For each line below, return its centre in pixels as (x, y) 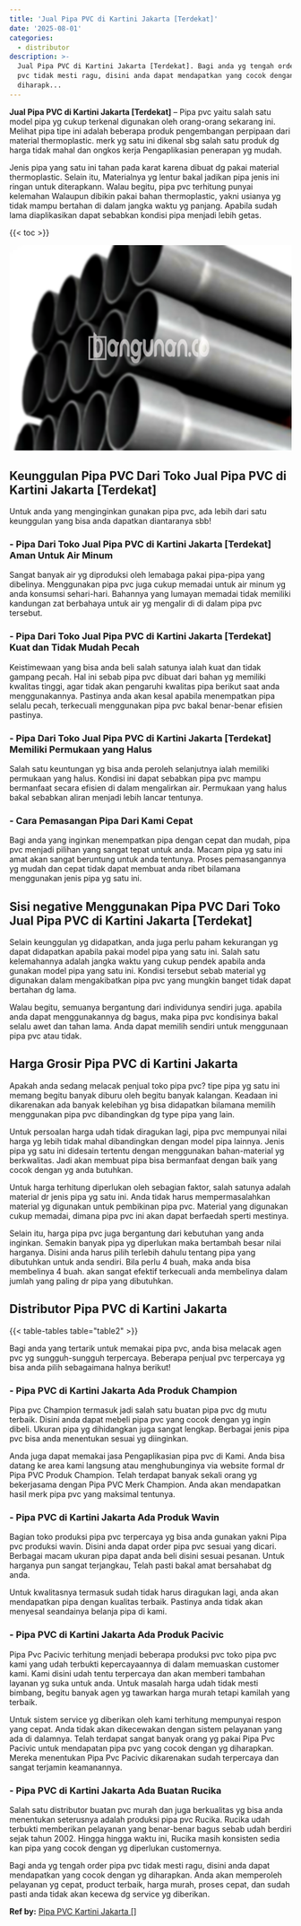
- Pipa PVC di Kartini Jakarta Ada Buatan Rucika (116, 1790)
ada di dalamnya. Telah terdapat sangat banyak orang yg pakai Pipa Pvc (142, 1738)
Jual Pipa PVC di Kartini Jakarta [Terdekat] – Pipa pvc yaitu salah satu (140, 111)
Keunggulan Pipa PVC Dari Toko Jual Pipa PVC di (148, 476)
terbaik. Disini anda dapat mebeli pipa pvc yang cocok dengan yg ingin (140, 1420)
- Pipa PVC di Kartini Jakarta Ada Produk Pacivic (116, 1635)
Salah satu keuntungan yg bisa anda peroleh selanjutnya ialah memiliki (139, 768)
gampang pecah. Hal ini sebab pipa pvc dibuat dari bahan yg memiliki (138, 677)
